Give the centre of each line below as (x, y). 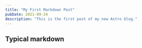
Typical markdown (35, 39)
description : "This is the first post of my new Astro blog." (71, 19)
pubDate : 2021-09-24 (27, 14)
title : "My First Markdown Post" (40, 10)
